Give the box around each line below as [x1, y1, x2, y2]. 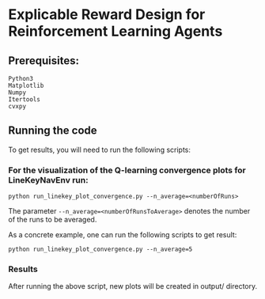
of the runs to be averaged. [8, 215, 97, 225]
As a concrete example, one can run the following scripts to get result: [8, 230, 237, 240]
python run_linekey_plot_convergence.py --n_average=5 [8, 245, 193, 254]
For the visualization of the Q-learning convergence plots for [8, 165, 247, 176]
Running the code [8, 124, 97, 138]
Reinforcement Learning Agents [8, 22, 223, 40]
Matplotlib [8, 81, 44, 89]
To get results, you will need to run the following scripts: [8, 145, 191, 154]
